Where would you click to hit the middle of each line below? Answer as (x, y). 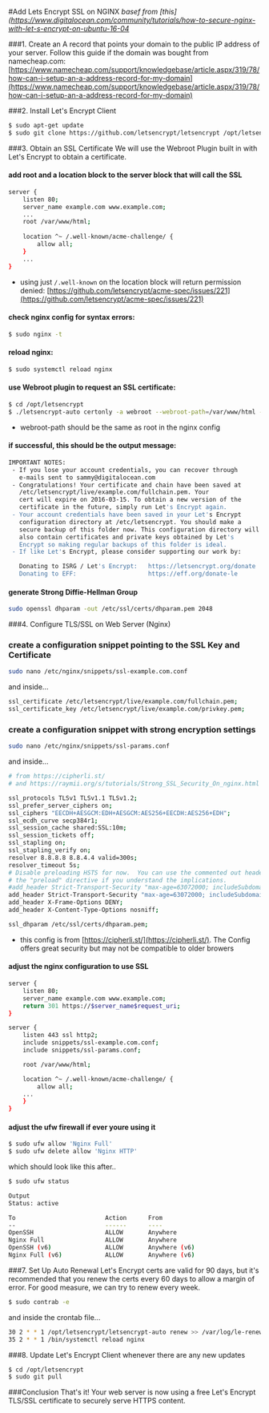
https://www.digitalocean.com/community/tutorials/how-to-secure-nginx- (133, 20)
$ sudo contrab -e (39, 1302)
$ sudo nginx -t (35, 334)
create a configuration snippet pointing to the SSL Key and (124, 645)
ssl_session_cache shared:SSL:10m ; (68, 828)
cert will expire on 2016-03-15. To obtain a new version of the (130, 500)
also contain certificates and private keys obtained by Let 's (126, 537)
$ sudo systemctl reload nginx (60, 369)
